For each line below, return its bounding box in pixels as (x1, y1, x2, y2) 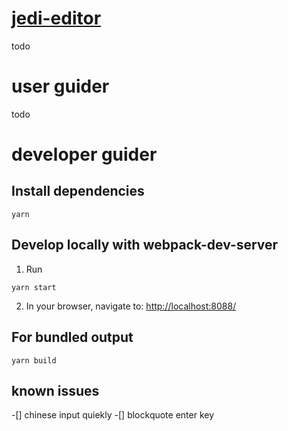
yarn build (11, 355, 57, 366)
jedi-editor (11, 7, 102, 30)
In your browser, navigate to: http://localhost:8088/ (25, 300, 237, 312)
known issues (11, 382, 100, 399)
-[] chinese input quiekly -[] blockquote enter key (11, 409, 215, 421)
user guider (11, 75, 110, 98)
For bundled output (11, 329, 134, 346)
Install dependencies (11, 183, 145, 200)
